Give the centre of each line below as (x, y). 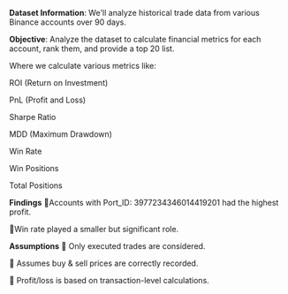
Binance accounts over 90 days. (68, 22)
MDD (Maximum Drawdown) (61, 134)
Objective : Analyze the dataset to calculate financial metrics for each (135, 39)
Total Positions (36, 185)
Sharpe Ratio (33, 117)
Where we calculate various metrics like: (83, 66)
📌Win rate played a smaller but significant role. (94, 229)
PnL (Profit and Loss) (48, 100)
